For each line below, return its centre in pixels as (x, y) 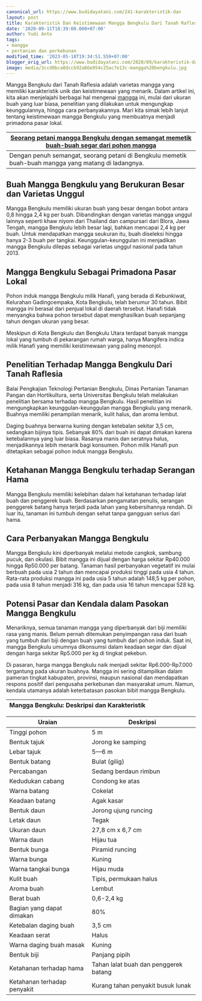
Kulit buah (23, 879)
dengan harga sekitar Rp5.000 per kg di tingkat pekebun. (77, 654)
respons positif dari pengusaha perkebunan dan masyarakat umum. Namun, (100, 684)
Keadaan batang (32, 801)
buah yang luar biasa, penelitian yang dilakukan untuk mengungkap (90, 104)
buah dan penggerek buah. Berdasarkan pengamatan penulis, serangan (95, 500)
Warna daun (26, 840)
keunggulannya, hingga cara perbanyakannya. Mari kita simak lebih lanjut (97, 110)
